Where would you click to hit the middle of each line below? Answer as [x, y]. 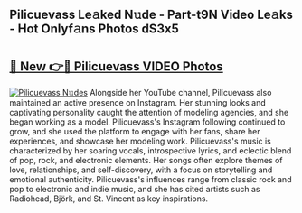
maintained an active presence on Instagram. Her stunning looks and [138, 102]
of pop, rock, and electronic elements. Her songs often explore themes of [146, 160]
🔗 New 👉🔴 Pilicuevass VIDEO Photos [116, 66]
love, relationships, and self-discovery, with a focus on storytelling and [141, 170]
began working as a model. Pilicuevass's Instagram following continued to [147, 122]
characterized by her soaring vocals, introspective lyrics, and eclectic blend [151, 151]
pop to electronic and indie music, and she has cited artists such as [135, 189]
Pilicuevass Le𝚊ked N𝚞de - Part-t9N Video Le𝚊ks [151, 15]
